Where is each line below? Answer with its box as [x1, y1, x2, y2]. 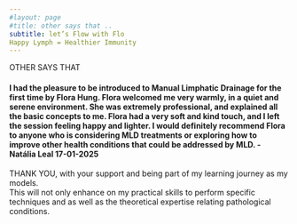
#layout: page [9, 12, 62, 22]
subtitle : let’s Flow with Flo [9, 29, 125, 38]
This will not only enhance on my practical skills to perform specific [9, 188, 255, 198]
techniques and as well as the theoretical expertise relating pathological [9, 196, 272, 207]
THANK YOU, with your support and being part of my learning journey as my [9, 168, 288, 179]
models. [9, 178, 39, 188]
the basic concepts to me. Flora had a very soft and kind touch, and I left [9, 110, 280, 121]
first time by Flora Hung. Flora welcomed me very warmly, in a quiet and [9, 92, 279, 102]
